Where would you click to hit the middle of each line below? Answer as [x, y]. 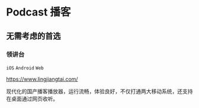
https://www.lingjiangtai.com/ [42, 79]
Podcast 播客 [38, 12]
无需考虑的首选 [33, 36]
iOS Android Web [25, 68]
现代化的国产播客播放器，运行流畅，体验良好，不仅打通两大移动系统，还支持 [99, 91]
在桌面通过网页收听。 [32, 99]
